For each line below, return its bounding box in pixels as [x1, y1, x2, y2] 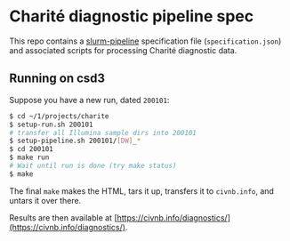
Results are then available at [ [9, 212, 117, 223]
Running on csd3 [9, 71, 105, 86]
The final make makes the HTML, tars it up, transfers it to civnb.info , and [9, 185, 274, 197]
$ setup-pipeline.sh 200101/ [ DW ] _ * [9, 136, 141, 146]
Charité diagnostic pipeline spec [9, 6, 254, 27]
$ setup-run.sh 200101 [9, 120, 93, 129]
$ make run [9, 153, 50, 162]
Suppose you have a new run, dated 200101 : [9, 94, 170, 105]
